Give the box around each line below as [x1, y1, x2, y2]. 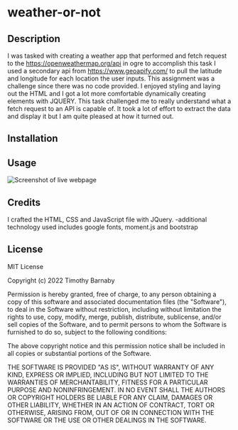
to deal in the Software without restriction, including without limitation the [7, 305, 222, 313]
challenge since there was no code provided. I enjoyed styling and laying [7, 82, 221, 90]
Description [7, 33, 60, 45]
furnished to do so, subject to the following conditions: [7, 327, 167, 336]
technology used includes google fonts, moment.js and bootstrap [7, 223, 198, 231]
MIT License [7, 262, 44, 271]
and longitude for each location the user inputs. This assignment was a [7, 74, 215, 83]
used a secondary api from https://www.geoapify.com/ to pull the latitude [7, 67, 222, 75]
